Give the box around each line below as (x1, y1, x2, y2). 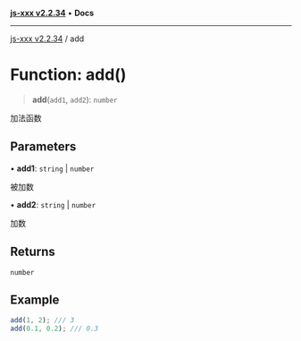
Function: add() (10, 64, 127, 85)
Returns (10, 244, 56, 260)
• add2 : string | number (10, 199, 96, 209)
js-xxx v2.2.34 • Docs (10, 8, 95, 18)
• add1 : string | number (10, 163, 95, 174)
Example (10, 292, 60, 307)
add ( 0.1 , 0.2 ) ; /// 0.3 (10, 324, 99, 334)
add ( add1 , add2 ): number (31, 94, 118, 105)
